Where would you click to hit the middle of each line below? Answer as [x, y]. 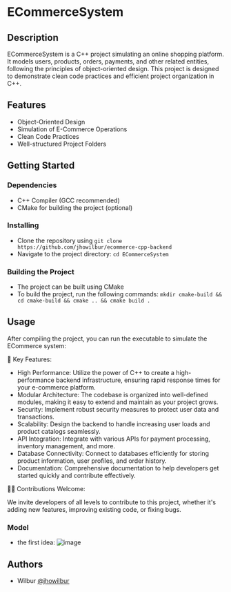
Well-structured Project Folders [62, 144]
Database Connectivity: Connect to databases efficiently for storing [113, 453]
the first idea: [36, 542]
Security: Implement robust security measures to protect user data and [118, 409]
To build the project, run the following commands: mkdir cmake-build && [119, 294]
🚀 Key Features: [30, 359]
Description [33, 38]
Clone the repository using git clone [70, 240]
